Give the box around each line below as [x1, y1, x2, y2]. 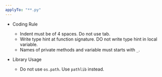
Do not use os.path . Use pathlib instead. [19, 66, 105, 72]
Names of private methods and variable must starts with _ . [19, 46, 140, 52]
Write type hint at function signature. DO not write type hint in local [19, 36, 158, 42]
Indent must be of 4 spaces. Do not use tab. [19, 30, 111, 36]
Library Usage [12, 56, 42, 62]
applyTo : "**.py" [5, 7, 41, 12]
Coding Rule [12, 21, 38, 27]
